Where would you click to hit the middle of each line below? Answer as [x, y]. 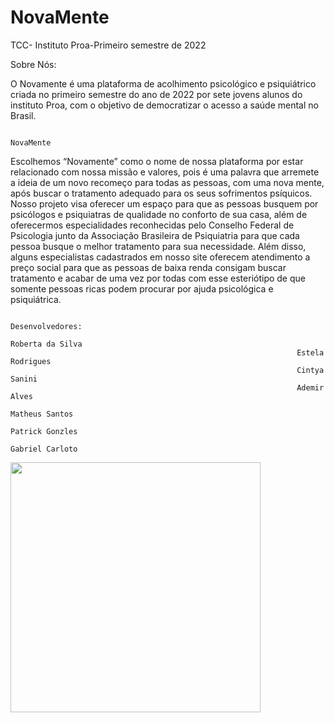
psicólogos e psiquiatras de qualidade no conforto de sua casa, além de [159, 214]
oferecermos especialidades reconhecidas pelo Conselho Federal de [152, 225]
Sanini [24, 379]
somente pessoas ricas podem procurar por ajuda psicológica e [142, 288]
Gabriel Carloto [44, 449]
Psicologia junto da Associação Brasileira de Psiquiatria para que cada [155, 235]
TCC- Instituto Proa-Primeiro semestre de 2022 [108, 45]
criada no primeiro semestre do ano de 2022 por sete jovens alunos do [156, 94]
